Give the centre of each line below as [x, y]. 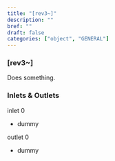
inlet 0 [16, 110]
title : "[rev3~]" [32, 13]
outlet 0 [18, 137]
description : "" [30, 20]
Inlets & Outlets [33, 95]
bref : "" [20, 26]
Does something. [31, 78]
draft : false [26, 33]
